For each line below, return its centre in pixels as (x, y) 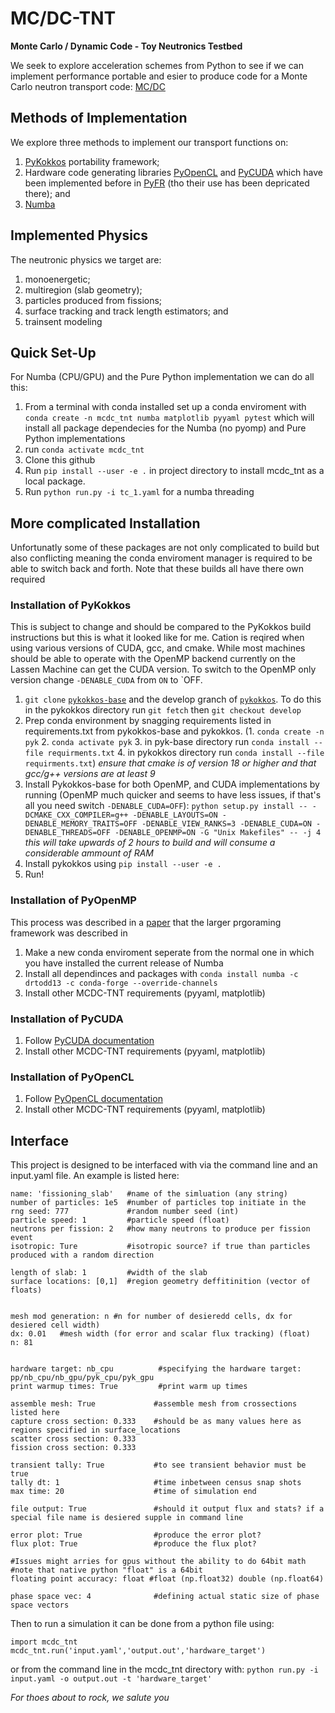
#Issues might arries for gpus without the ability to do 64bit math (158, 1562)
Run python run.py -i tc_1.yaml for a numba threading (139, 492)
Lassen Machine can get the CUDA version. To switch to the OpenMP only (163, 669)
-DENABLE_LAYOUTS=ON (175, 815)
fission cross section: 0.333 (73, 1448)
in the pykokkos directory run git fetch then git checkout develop (163, 710)
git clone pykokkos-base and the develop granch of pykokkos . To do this (173, 699)
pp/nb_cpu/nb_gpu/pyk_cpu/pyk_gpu (82, 1378)
